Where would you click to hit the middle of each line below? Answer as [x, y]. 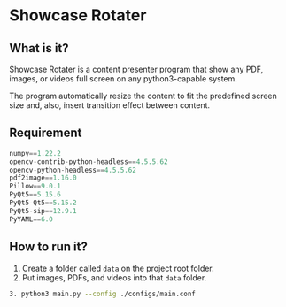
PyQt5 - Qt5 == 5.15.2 [43, 203]
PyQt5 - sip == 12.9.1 [43, 211]
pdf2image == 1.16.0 [43, 178]
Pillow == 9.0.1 [35, 187]
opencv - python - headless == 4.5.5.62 [73, 170]
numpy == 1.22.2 [35, 153]
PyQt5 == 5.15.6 [35, 195]
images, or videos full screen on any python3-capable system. [123, 79]
